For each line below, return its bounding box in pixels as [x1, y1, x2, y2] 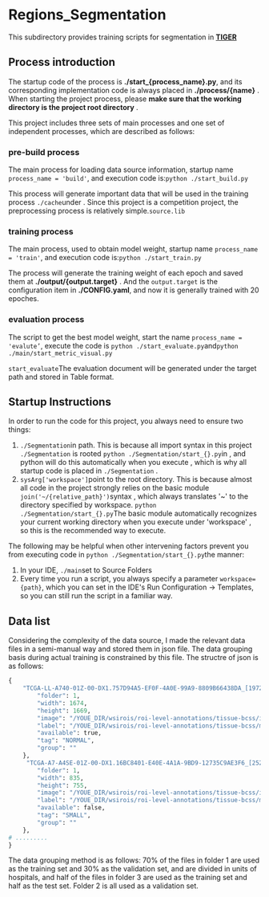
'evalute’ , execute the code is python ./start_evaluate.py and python [8, 340, 239, 350]
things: [8, 425, 31, 434]
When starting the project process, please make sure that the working [8, 94, 242, 104]
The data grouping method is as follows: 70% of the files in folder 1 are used [8, 855, 260, 865]
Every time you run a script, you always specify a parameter [19, 574, 219, 584]
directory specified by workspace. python [19, 500, 157, 510]
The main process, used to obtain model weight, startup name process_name [8, 244, 259, 254]
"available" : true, [37, 729, 102, 737]
